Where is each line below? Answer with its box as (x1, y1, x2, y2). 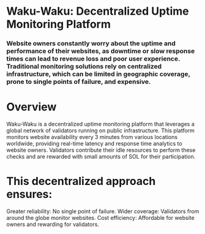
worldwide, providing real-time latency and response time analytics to (6, 140, 182, 148)
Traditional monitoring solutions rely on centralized (6, 62, 162, 71)
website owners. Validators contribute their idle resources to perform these (6, 146, 196, 154)
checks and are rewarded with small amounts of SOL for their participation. (6, 153, 196, 160)
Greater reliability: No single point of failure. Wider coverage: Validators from (6, 207, 199, 215)
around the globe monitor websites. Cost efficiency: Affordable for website (6, 214, 195, 221)
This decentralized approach (6, 175, 156, 188)
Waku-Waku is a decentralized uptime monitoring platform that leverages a (6, 121, 195, 128)
